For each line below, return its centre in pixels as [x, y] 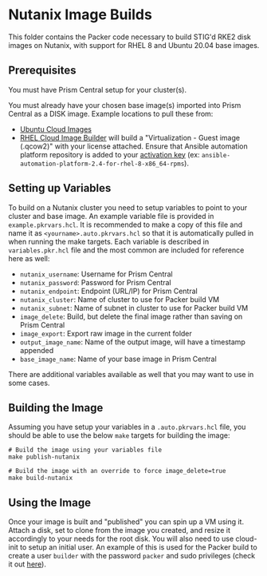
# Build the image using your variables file [85, 450]
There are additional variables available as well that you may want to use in [131, 374]
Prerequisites [42, 71]
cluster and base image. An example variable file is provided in [111, 216]
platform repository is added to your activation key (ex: [110, 154]
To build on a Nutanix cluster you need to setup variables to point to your [128, 207]
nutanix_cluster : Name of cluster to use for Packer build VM [120, 299]
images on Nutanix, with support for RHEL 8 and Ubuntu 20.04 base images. [134, 45]
